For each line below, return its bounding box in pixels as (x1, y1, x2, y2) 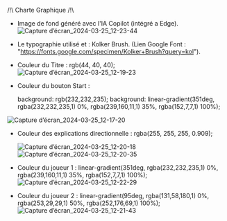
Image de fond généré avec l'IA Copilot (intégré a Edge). (17, 19, 179, 27)
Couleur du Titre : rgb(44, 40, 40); (17, 61, 116, 69)
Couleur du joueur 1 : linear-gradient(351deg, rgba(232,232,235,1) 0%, (17, 163, 219, 172)
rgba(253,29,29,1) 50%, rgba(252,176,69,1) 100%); (17, 199, 161, 207)
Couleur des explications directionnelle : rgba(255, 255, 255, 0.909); (17, 130, 213, 137)
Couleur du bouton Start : (17, 82, 90, 89)
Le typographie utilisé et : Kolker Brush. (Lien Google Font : (17, 40, 186, 48)
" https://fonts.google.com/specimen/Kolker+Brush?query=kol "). (17, 48, 201, 55)
